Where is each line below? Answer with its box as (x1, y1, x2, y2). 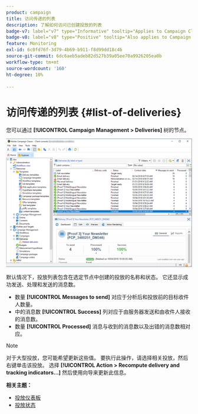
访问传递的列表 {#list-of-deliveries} (6, 106, 181, 119)
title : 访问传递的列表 (6, 15, 56, 22)
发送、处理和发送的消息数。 (11, 281, 78, 288)
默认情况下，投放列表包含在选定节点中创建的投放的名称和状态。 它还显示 (6, 274, 183, 281)
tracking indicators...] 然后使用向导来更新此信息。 (6, 369, 130, 376)
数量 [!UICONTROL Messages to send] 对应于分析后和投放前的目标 (14, 294, 179, 301)
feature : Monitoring (6, 41, 57, 47)
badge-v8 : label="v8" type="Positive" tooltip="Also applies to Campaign (6, 34, 192, 41)
